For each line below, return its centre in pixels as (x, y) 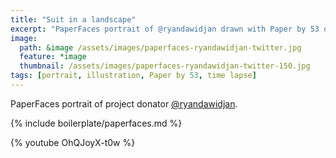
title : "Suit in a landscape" (73, 19)
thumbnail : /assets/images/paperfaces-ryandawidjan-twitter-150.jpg (165, 66)
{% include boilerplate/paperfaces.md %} (96, 123)
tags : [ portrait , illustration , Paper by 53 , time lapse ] (133, 76)
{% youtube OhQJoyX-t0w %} (73, 142)
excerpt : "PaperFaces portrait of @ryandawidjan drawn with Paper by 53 (165, 29)
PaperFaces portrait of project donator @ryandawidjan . (124, 103)
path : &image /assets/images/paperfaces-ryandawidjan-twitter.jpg (160, 47)
